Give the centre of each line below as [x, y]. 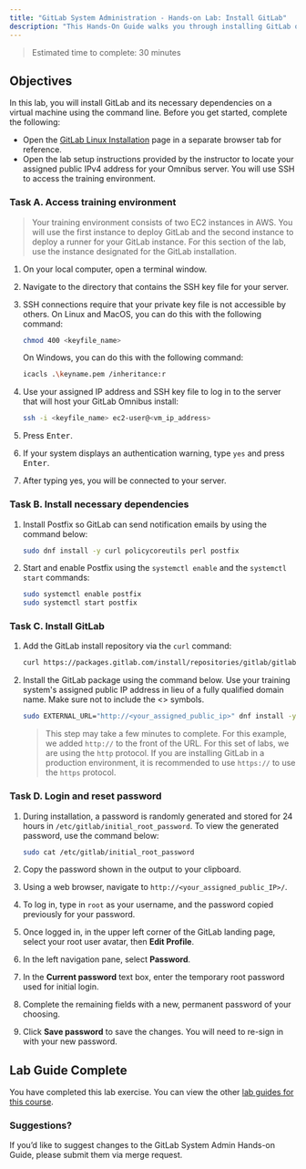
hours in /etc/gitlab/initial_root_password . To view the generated [151, 825]
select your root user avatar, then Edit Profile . [108, 942]
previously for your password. [79, 915]
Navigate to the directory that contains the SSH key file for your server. [156, 286]
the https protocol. [81, 772]
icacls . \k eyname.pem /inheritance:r [94, 375]
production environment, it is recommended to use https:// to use [170, 763]
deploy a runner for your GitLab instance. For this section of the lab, [159, 242]
